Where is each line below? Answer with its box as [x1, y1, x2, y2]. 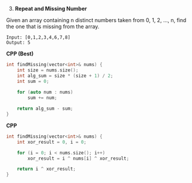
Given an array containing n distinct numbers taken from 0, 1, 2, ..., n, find [6, 17, 187, 23]
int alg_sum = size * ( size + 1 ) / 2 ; [17, 73, 113, 79]
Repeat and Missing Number [14, 5, 88, 12]
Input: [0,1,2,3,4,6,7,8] [6, 35, 70, 41]
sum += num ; [27, 95, 58, 101]
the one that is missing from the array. [6, 23, 100, 30]
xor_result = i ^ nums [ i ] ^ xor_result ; [27, 155, 129, 162]
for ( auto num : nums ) [17, 89, 73, 95]
